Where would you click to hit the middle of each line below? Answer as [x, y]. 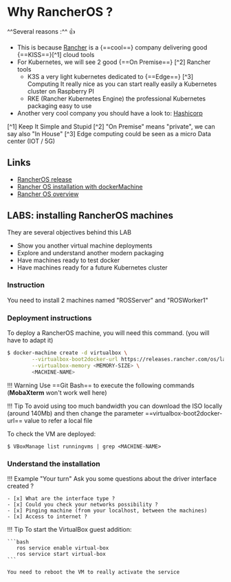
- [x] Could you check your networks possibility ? [82, 504]
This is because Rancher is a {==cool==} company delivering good [112, 47]
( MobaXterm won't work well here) [57, 392]
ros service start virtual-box [61, 554]
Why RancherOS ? [60, 12]
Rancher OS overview [48, 194]
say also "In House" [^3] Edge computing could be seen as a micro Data [109, 133]
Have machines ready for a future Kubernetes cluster [92, 267]
